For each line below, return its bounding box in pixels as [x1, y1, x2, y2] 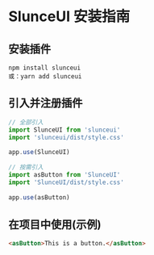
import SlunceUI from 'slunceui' [8, 126, 121, 134]
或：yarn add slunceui [8, 73, 82, 81]
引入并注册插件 [8, 96, 83, 110]
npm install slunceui [8, 64, 81, 72]
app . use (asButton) [8, 193, 70, 202]
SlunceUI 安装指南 [8, 7, 131, 26]
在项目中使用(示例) [8, 217, 102, 231]
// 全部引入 [8, 118, 44, 126]
